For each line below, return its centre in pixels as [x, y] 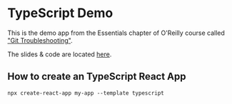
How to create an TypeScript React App [97, 77]
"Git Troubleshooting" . [40, 40]
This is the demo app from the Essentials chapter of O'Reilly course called [116, 33]
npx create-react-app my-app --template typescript [86, 93]
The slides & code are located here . [60, 54]
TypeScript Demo [60, 13]
